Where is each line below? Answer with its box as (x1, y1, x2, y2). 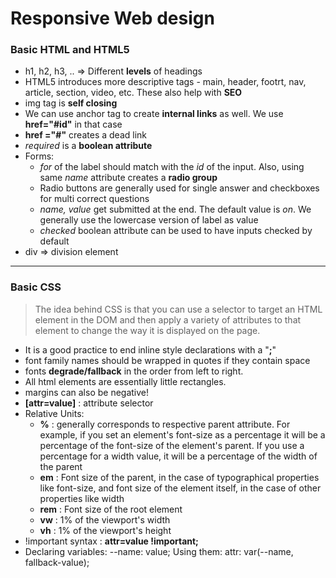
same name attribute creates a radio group (39, 172, 218, 184)
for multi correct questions (39, 193, 150, 205)
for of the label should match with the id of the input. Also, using (39, 161, 305, 173)
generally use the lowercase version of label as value (39, 214, 259, 226)
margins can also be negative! (24, 386, 150, 398)
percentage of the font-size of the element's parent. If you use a (39, 439, 305, 451)
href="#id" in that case (24, 118, 123, 131)
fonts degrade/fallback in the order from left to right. (24, 365, 244, 377)
